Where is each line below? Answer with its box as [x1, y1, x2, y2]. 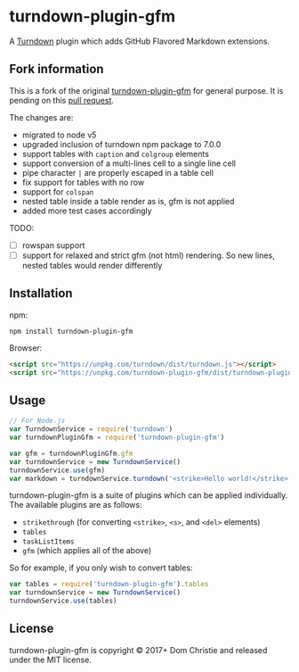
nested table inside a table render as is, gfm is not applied [21, 195, 235, 206]
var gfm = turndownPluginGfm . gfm [9, 449, 133, 458]
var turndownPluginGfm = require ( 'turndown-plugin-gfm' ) [9, 433, 225, 442]
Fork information [9, 62, 104, 77]
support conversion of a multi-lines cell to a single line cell [21, 158, 236, 169]
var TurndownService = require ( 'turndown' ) [9, 425, 174, 434]
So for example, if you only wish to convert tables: [9, 562, 193, 573]
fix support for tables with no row [21, 177, 145, 187]
